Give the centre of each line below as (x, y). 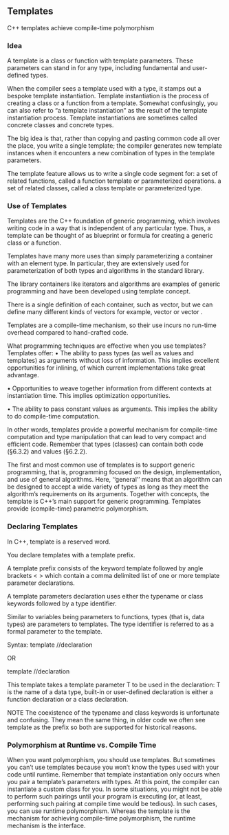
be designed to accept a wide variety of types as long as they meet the (108, 487)
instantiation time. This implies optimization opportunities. (89, 396)
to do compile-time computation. (54, 416)
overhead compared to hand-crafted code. (68, 333)
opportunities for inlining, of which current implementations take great (106, 368)
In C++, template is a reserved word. (59, 542)
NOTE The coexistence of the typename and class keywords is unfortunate (113, 712)
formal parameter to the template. (55, 631)
